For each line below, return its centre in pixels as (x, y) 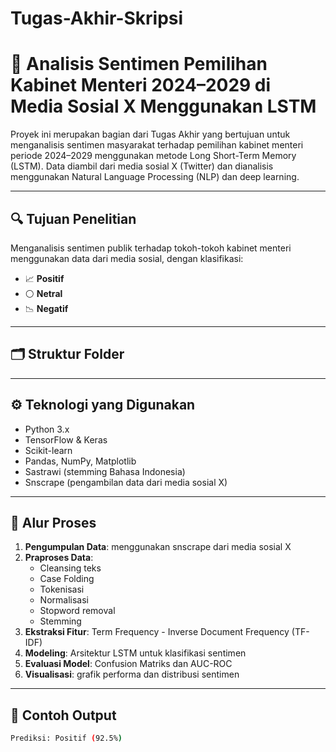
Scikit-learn (48, 450)
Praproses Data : (59, 558)
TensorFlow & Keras (66, 439)
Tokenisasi (62, 589)
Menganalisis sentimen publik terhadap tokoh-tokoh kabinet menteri (151, 248)
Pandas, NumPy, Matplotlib (80, 461)
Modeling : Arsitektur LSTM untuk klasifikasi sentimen (135, 653)
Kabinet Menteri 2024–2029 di (141, 85)
